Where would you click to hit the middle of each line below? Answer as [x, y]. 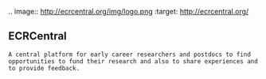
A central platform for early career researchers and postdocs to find [129, 55]
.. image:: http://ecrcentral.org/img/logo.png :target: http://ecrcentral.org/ [129, 11]
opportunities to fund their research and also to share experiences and [133, 61]
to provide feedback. [44, 68]
